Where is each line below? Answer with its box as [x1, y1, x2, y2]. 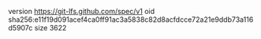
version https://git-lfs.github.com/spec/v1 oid [8, 7, 155, 16]
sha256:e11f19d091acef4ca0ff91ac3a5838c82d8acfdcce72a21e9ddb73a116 [8, 15, 254, 24]
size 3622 [34, 23, 67, 32]
